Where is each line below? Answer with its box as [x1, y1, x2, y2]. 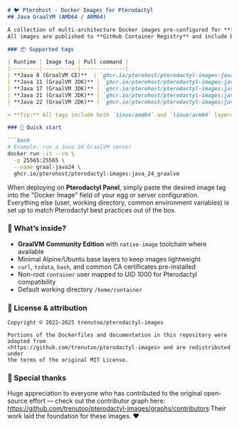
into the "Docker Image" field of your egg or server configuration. [7, 190, 199, 199]
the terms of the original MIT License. [7, 356, 129, 364]
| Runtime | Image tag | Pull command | [7, 58, 129, 66]
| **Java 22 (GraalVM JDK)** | [7, 98, 100, 106]
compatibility [17, 277, 56, 286]
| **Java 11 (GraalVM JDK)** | [7, 78, 100, 86]
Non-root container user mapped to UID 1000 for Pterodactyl [17, 269, 198, 278]
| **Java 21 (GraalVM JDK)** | [7, 91, 100, 99]
